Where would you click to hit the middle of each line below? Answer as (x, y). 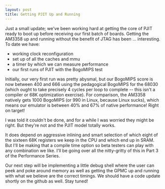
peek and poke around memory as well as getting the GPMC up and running (82, 170)
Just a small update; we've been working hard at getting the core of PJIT (79, 28)
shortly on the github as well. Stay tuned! (47, 181)
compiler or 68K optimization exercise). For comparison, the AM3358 (75, 95)
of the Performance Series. (33, 155)
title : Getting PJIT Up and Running (43, 14)
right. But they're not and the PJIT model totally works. (60, 125)
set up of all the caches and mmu (46, 59)
